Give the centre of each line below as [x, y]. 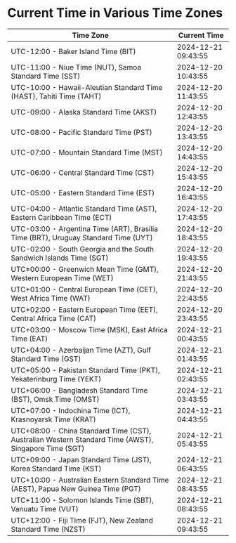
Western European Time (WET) [62, 277]
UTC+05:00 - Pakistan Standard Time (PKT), [85, 370]
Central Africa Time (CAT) [54, 318]
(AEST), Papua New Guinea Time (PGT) [76, 488]
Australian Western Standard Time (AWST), [82, 439]
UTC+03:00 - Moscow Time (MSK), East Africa [90, 329]
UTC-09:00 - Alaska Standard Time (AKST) [84, 112]
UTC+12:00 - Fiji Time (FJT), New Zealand [82, 520]
